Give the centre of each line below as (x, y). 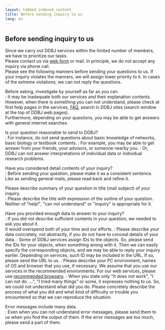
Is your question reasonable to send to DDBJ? (52, 132)
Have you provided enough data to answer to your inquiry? (65, 214)
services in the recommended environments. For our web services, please (81, 271)
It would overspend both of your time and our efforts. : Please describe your (82, 229)
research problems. (25, 159)
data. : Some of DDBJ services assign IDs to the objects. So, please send (79, 240)
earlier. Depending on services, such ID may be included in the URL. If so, (80, 255)
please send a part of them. (33, 323)
